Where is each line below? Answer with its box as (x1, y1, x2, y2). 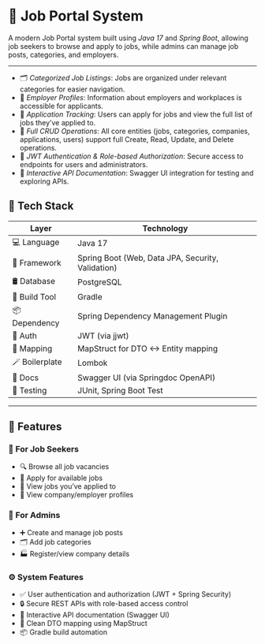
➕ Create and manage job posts (19, 527, 124, 537)
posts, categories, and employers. (8, 50, 119, 59)
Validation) (77, 262, 118, 273)
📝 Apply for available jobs (19, 473, 103, 483)
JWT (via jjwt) (77, 330, 129, 341)
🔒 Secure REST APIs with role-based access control (19, 599, 188, 609)
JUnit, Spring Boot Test (77, 385, 163, 396)
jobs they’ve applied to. (19, 117, 96, 127)
